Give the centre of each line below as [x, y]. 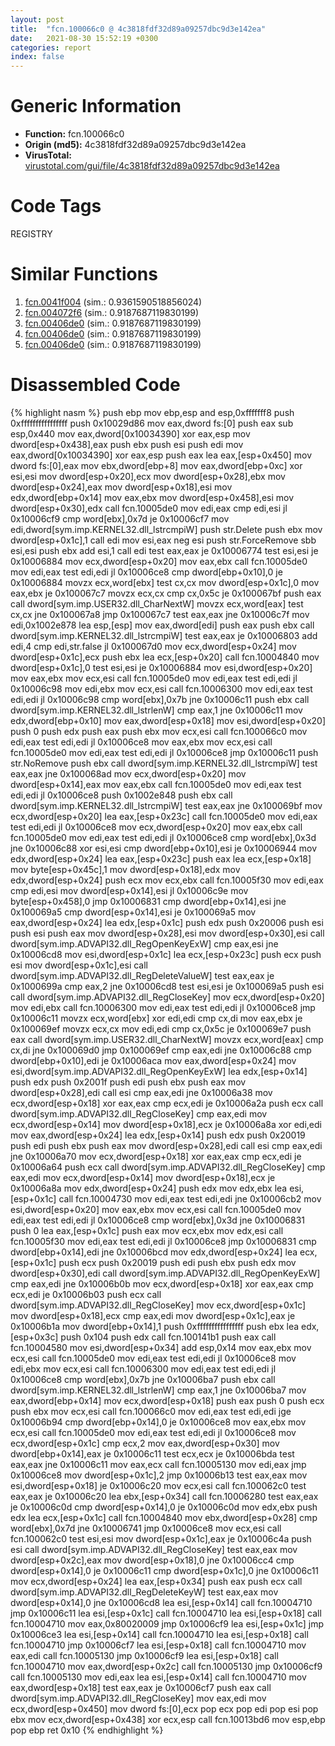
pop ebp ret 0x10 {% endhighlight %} [87, 1730]
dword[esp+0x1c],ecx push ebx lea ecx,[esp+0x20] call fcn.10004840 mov [165, 657]
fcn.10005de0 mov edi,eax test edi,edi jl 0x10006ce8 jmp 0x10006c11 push [164, 752]
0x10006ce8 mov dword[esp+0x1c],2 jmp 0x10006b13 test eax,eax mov [159, 1475]
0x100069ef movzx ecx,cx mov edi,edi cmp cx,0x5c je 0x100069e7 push [161, 1028]
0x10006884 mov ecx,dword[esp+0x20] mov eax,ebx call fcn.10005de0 [159, 561]
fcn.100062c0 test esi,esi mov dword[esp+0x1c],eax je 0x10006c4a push [161, 1538]
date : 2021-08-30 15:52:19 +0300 [84, 38]
